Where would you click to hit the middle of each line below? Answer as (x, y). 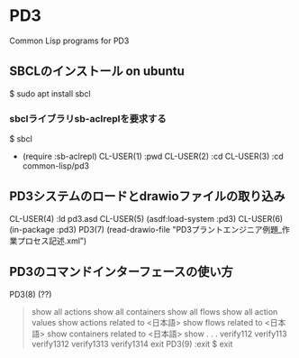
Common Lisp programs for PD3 (69, 41)
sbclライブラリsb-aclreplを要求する (88, 118)
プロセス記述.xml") (52, 241)
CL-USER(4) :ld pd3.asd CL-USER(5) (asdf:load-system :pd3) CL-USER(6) (146, 218)
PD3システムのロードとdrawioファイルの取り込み (147, 196)
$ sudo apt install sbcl (50, 93)
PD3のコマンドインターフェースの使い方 (122, 272)
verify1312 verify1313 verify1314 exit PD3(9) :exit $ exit (132, 344)
